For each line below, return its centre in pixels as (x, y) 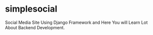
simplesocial (31, 9)
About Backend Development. (35, 27)
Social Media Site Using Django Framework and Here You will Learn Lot (76, 22)
